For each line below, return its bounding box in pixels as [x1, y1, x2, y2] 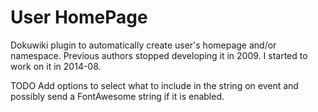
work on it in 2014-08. [10, 60, 102, 72]
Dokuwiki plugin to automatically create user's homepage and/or [10, 39, 277, 51]
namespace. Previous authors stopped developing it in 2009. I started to [10, 49, 308, 61]
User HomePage [10, 6, 148, 29]
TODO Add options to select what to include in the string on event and [10, 79, 299, 91]
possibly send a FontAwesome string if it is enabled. [10, 90, 225, 102]
